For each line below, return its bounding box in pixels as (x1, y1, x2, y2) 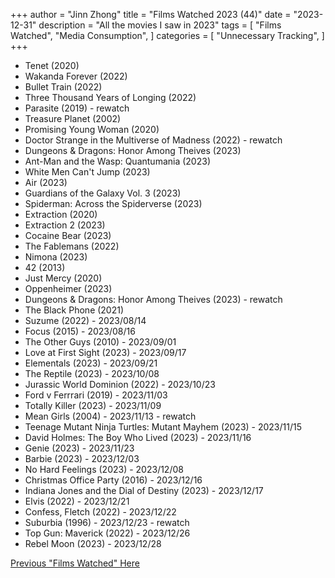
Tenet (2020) (24, 60, 80, 71)
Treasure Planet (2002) (24, 113, 122, 124)
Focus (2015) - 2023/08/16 (24, 325, 136, 337)
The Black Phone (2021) (24, 304, 125, 316)
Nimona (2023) (24, 251, 88, 263)
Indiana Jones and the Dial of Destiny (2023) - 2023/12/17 (24, 485, 264, 496)
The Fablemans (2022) (24, 240, 120, 252)
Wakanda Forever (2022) (24, 70, 128, 82)
